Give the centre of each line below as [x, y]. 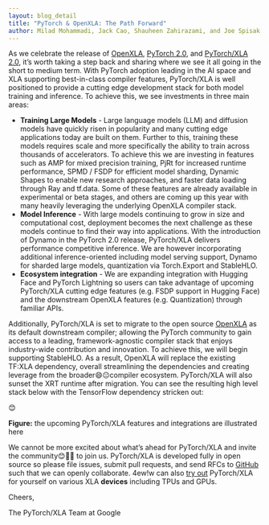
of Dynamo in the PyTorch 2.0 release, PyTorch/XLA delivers [120, 240]
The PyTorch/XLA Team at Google [65, 513]
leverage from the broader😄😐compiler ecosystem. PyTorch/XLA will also [130, 375]
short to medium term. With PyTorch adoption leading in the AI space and [130, 71]
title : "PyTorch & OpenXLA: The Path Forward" [88, 23]
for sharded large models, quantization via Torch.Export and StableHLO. [139, 265]
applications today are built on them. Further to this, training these [129, 137]
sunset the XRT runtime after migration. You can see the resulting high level [133, 383]
